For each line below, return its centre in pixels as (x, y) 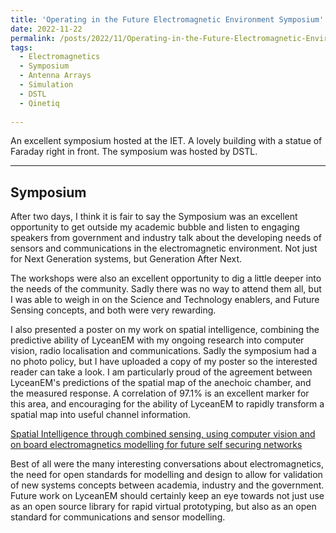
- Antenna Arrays (55, 76)
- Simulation (46, 85)
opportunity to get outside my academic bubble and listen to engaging (155, 227)
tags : (21, 47)
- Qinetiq (39, 103)
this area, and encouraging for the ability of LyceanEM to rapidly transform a (167, 404)
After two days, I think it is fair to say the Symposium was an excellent (154, 217)
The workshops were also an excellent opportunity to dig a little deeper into (166, 278)
